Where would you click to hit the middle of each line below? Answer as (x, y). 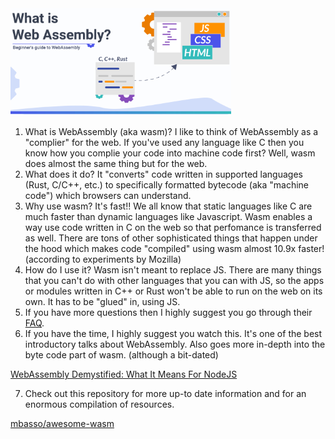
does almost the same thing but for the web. (116, 164)
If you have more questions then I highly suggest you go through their (168, 313)
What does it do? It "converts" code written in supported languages (163, 174)
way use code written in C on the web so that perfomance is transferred (173, 228)
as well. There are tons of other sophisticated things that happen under (171, 238)
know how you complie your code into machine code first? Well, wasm (170, 153)
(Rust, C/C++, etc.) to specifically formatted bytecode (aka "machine (167, 185)
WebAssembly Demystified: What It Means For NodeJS (124, 374)
